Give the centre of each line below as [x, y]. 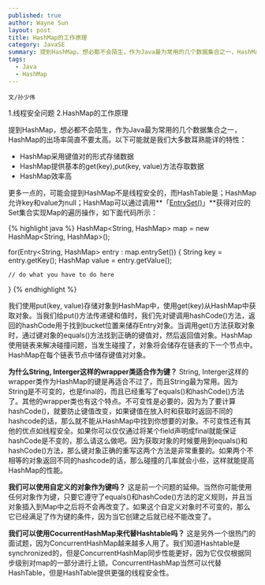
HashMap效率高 [46, 176]
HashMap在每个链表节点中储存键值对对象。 [79, 355]
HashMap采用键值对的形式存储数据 [77, 156]
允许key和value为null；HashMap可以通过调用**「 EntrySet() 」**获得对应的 [129, 203]
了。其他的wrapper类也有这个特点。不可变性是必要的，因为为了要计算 [122, 401]
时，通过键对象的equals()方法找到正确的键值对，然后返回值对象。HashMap [130, 335]
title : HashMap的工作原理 [48, 37]
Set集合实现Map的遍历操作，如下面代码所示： [83, 212]
